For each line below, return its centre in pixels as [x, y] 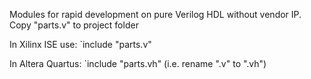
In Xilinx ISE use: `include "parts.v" [80, 44]
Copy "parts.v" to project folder [74, 25]
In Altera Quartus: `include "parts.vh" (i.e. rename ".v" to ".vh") [138, 63]
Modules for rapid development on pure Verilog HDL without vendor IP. [155, 14]
